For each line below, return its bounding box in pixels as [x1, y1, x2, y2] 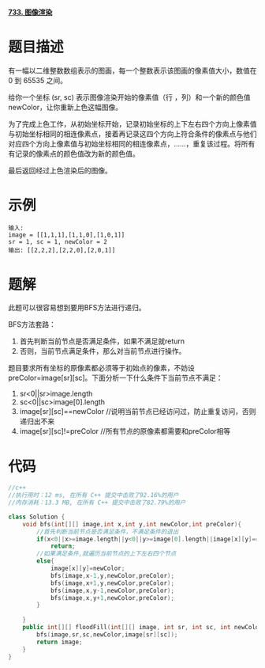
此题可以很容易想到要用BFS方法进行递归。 [8, 303, 146, 313]
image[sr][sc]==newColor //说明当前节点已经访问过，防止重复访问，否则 [19, 407, 256, 416]
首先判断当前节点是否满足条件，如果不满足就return [19, 336, 185, 346]
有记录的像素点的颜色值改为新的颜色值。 [8, 149, 140, 158]
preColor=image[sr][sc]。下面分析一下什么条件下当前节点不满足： [8, 373, 223, 383]
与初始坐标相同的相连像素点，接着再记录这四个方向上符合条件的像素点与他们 [8, 129, 257, 139]
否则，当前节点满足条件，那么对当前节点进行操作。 [19, 347, 186, 356]
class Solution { [8, 513, 65, 521]
